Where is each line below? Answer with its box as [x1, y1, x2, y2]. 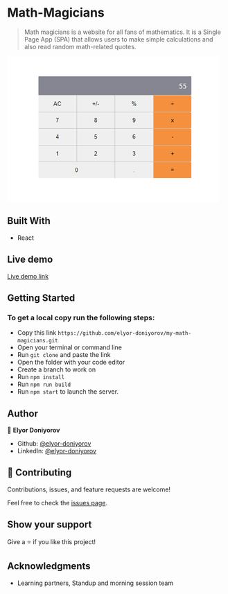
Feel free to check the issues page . [7, 498, 107, 507]
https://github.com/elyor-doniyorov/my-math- [58, 330, 192, 337]
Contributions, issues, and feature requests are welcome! [7, 485, 171, 493]
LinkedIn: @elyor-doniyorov [17, 447, 97, 455]
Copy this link [17, 329, 57, 337]
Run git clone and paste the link [17, 351, 111, 359]
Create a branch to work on [17, 365, 96, 374]
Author [7, 408, 38, 419]
